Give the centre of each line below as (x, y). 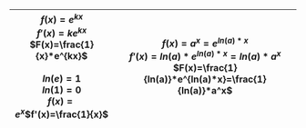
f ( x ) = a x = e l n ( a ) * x (205, 42)
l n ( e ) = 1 (62, 78)
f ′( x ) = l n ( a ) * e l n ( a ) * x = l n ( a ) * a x (205, 55)
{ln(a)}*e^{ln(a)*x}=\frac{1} (205, 79)
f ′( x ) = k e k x (61, 32)
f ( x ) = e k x (62, 19)
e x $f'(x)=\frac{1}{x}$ (62, 113)
